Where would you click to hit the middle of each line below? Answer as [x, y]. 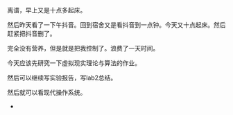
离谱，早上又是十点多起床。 [47, 10]
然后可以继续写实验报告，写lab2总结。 [62, 78]
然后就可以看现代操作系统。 [47, 92]
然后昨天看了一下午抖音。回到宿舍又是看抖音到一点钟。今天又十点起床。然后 [116, 25]
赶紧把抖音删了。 [32, 34]
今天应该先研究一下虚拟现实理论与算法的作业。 [74, 63]
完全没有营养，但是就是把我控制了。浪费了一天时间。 [83, 48]
